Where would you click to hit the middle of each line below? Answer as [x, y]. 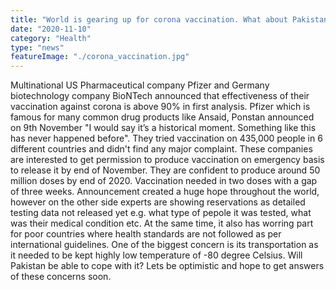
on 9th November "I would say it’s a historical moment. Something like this [163, 128]
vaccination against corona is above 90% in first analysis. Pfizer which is [160, 107]
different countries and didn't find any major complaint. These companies [161, 149]
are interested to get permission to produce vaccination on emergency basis [167, 160]
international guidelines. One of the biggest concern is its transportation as [164, 245]
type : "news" [37, 47]
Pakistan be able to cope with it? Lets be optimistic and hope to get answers [167, 266]
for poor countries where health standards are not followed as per [146, 234]
